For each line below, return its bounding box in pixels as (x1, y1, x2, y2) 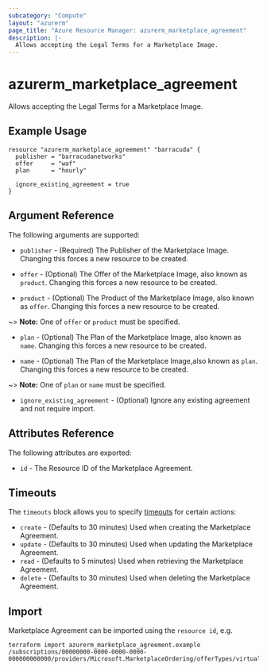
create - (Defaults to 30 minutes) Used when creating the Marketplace (19, 523, 251, 532)
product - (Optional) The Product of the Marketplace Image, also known (19, 293, 254, 303)
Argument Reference (8, 209, 114, 222)
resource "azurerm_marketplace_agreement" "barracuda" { (8, 145, 201, 153)
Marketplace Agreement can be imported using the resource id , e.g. (8, 626, 233, 635)
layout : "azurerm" (8, 19, 69, 27)
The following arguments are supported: (8, 229, 141, 239)
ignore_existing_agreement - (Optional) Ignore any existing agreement (19, 395, 250, 405)
